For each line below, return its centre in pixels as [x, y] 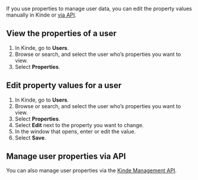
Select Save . [30, 138]
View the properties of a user [61, 34]
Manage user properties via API [66, 157]
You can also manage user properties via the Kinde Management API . [92, 170]
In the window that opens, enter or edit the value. [75, 131]
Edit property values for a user [64, 86]
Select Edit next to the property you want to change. [79, 125]
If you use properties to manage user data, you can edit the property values [99, 9]
